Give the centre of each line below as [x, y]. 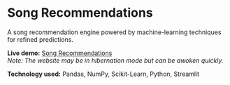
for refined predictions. [40, 39]
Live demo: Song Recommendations [60, 53]
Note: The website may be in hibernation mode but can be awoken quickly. [115, 60]
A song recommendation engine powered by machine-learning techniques [114, 32]
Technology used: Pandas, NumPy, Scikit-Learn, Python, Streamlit [103, 74]
